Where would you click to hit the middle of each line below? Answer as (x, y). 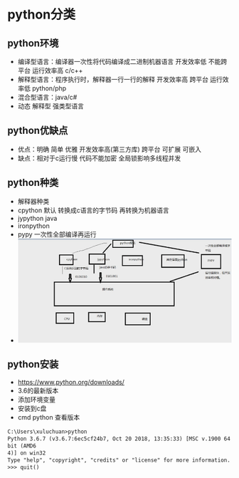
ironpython (33, 226)
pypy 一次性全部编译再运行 (57, 234)
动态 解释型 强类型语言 (51, 106)
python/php (49, 88)
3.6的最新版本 (38, 390)
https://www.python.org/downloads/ (71, 382)
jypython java (37, 218)
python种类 (33, 183)
